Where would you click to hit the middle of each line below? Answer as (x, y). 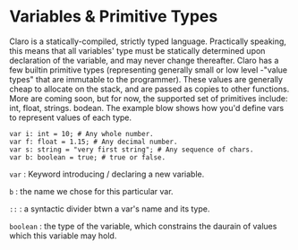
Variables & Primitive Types (114, 17)
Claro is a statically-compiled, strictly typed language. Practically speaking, (148, 41)
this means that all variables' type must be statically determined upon (137, 50)
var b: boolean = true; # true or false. (88, 157)
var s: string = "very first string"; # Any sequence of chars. (132, 150)
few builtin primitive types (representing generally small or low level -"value (149, 70)
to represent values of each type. (71, 117)
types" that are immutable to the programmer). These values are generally (146, 79)
